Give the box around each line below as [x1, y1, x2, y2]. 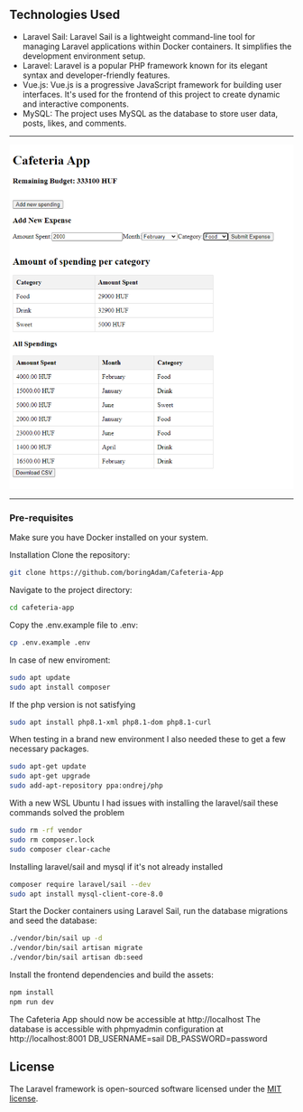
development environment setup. [22, 50, 146, 61]
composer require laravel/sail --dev [9, 880, 151, 889]
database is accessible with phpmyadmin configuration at [9, 1023, 224, 1034]
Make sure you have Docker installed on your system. [9, 532, 209, 543]
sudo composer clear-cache [9, 844, 111, 853]
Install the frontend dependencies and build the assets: [9, 969, 214, 980]
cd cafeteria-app [9, 603, 75, 613]
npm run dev [9, 997, 54, 1006]
